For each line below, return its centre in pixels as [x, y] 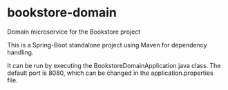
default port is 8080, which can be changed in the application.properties [110, 73]
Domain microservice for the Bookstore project [74, 32]
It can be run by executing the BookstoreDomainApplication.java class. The [114, 65]
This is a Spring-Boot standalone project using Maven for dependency [107, 45]
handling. [20, 52]
